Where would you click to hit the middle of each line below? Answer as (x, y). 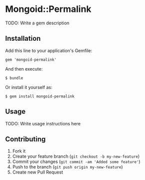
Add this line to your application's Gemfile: (49, 50)
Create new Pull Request (38, 172)
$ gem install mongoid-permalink (40, 96)
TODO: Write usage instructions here (43, 123)
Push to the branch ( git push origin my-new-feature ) (68, 167)
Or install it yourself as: (29, 87)
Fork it (19, 151)
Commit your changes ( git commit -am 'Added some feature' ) (76, 162)
